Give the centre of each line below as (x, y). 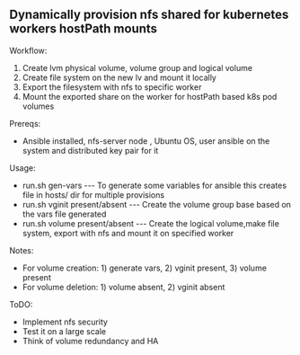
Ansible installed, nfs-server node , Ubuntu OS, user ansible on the (146, 141)
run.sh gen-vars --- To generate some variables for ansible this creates (154, 185)
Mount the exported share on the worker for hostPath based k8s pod (150, 96)
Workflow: (28, 50)
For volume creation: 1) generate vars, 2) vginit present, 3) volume (145, 268)
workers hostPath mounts (84, 29)
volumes (38, 106)
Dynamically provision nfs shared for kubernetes (149, 15)
